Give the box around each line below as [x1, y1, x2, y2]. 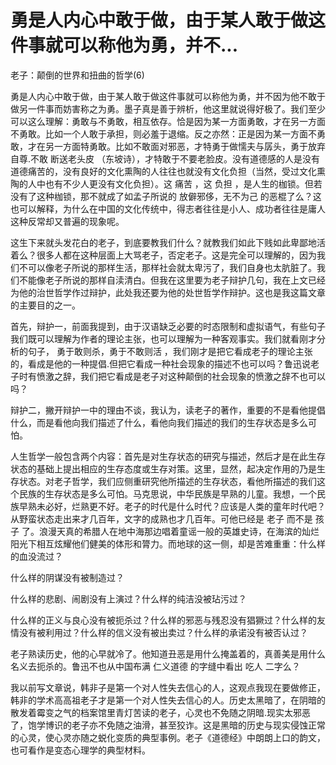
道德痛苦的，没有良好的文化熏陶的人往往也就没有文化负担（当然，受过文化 [10, 165, 317, 177]
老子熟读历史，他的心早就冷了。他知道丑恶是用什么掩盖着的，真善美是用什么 [10, 647, 326, 660]
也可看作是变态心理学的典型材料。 [10, 744, 151, 756]
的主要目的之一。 [10, 299, 81, 311]
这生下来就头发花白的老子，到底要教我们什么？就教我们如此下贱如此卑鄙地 [10, 236, 317, 248]
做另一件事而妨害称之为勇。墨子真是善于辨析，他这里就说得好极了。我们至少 [10, 102, 326, 115]
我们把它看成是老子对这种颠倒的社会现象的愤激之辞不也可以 [79, 370, 326, 382]
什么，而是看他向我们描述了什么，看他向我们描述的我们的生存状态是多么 [10, 416, 308, 428]
